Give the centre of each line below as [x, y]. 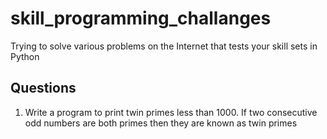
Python [25, 56]
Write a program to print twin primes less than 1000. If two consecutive [171, 112]
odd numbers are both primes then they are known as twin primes [161, 123]
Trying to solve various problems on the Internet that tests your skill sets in [164, 46]
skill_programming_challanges [141, 18]
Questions [43, 88]
